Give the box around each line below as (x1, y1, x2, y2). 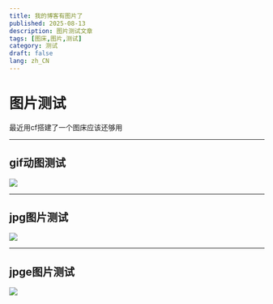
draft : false (9, 49, 53, 57)
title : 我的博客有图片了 (9, 11, 83, 20)
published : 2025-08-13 (9, 19, 86, 27)
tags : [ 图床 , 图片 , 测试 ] (9, 34, 83, 43)
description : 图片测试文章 (9, 27, 93, 35)
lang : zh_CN (9, 57, 49, 65)
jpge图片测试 (9, 264, 75, 279)
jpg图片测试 (9, 211, 69, 225)
